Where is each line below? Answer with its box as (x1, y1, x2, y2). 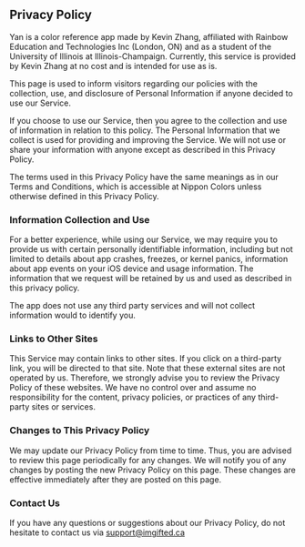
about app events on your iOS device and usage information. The (9, 263, 254, 274)
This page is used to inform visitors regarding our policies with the (9, 77, 258, 89)
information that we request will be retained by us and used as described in (9, 273, 292, 284)
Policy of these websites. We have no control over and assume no (9, 382, 257, 393)
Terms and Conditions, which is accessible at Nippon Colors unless (9, 181, 262, 192)
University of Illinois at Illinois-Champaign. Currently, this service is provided (9, 50, 296, 62)
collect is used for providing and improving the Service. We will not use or (9, 134, 287, 145)
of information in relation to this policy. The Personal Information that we (9, 125, 280, 136)
